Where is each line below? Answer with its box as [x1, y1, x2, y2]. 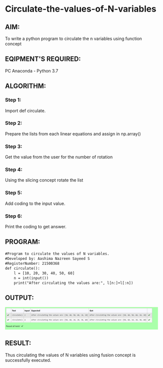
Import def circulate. [5, 108, 46, 113]
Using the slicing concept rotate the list [5, 177, 83, 183]
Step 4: [5, 166, 23, 173]
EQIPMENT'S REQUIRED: [5, 55, 81, 63]
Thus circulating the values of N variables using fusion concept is [5, 352, 136, 358]
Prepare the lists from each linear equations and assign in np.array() [5, 130, 141, 137]
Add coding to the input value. [5, 201, 65, 206]
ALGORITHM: [5, 82, 46, 91]
